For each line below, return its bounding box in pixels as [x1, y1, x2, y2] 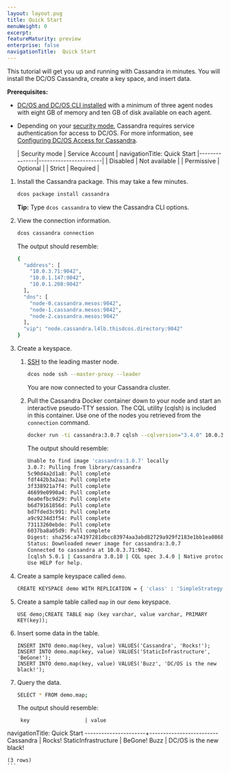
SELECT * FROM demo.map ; [16, 691, 88, 699]
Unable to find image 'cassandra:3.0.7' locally [27, 457, 169, 464]
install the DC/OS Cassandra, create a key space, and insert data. [7, 74, 192, 82]
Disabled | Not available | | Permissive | [109, 156, 220, 165]
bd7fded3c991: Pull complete [27, 508, 111, 515]
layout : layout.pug [7, 10, 63, 17]
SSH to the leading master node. [27, 358, 119, 366]
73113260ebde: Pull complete [27, 521, 111, 528]
